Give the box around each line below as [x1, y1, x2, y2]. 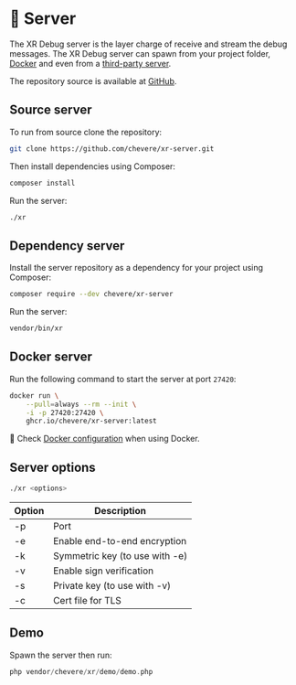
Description [94, 504, 146, 517]
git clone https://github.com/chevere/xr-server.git [9, 144, 215, 154]
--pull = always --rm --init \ [26, 400, 137, 409]
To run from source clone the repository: [9, 126, 163, 137]
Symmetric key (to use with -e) [53, 549, 188, 562]
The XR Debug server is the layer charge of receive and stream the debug [9, 38, 288, 49]
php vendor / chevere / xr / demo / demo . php [9, 667, 153, 676]
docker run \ [9, 391, 59, 401]
